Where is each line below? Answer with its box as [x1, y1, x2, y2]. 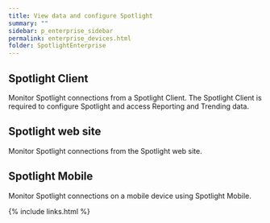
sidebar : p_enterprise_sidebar [8, 27, 114, 35]
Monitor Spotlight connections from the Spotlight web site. [8, 146, 203, 155]
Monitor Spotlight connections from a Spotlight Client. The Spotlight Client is [8, 93, 262, 102]
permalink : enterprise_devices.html [8, 34, 131, 43]
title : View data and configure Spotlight [8, 11, 153, 20]
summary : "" [8, 19, 48, 27]
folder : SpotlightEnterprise [8, 42, 106, 50]
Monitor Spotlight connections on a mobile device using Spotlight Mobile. [8, 191, 251, 200]
